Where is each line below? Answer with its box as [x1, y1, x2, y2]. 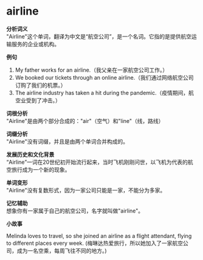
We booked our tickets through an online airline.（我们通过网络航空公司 [15, 74, 194, 81]
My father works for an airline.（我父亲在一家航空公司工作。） [15, 66, 168, 74]
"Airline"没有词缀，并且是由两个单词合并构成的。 [6, 138, 129, 145]
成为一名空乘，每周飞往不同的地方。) [16, 247, 108, 254]
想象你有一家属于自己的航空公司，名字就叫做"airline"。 [6, 207, 144, 214]
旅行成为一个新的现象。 [11, 166, 71, 173]
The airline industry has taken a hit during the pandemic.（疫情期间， [15, 89, 189, 96]
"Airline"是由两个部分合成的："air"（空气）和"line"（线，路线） [6, 117, 164, 124]
